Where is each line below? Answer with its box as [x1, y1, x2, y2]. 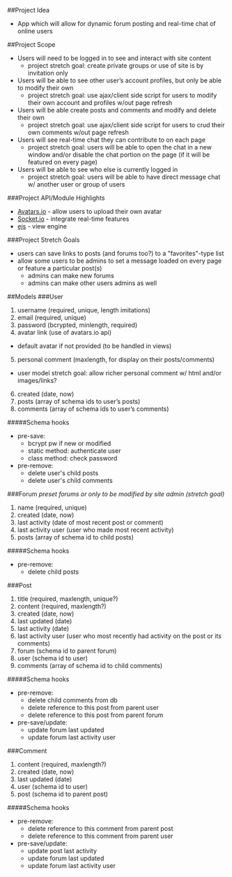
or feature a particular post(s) [17, 264, 102, 272]
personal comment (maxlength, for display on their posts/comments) [17, 356, 215, 363]
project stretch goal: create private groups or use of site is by [27, 61, 204, 69]
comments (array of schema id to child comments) [17, 662, 163, 669]
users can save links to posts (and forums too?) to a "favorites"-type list [17, 249, 224, 257]
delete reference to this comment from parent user [27, 832, 173, 840]
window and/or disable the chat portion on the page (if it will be [27, 150, 210, 159]
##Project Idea [7, 6, 50, 14]
